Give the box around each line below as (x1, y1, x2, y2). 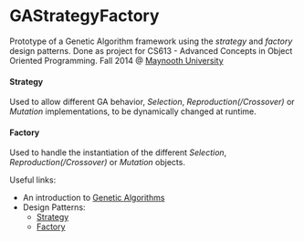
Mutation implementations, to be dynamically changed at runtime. (9, 106, 257, 117)
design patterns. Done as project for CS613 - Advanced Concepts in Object (9, 45, 293, 56)
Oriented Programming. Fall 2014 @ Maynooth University (9, 55, 224, 66)
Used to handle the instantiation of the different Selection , (9, 147, 227, 158)
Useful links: (9, 174, 57, 185)
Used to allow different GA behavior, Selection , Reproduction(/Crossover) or (9, 97, 295, 108)
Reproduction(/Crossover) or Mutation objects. (9, 157, 185, 168)
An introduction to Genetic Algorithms (22, 193, 165, 204)
